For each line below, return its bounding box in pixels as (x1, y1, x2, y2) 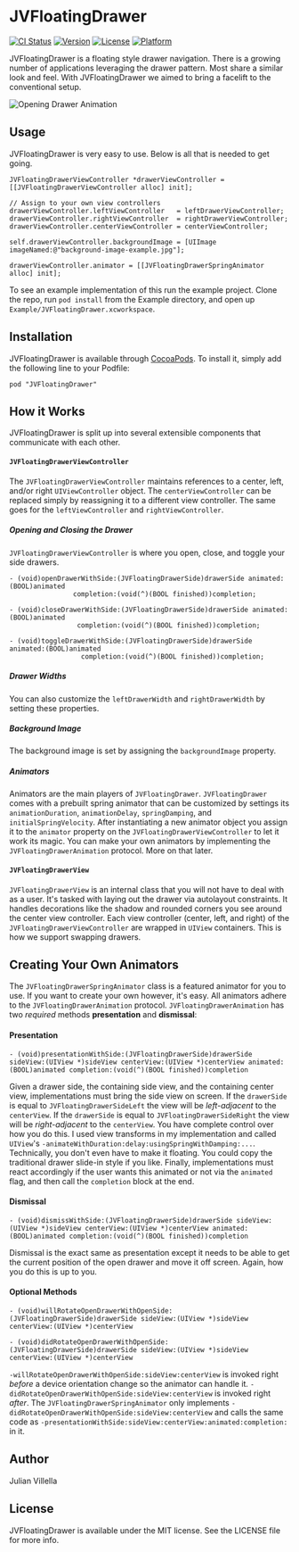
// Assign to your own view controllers (9, 198, 162, 207)
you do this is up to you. (9, 1266, 98, 1277)
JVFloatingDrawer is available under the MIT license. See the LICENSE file (9, 1524, 281, 1536)
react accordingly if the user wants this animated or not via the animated (9, 1166, 273, 1177)
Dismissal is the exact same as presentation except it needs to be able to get (9, 1247, 290, 1257)
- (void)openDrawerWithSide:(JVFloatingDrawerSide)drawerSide (9, 574, 245, 583)
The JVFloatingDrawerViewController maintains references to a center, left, (9, 476, 285, 486)
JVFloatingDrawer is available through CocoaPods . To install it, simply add (9, 353, 282, 363)
